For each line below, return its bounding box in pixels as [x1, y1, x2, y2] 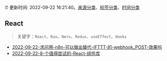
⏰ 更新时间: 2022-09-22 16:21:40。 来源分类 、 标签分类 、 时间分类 [5, 5, 140, 10]
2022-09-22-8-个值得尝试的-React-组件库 [12, 50, 100, 56]
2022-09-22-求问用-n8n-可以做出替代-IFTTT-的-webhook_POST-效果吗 [12, 44, 162, 50]
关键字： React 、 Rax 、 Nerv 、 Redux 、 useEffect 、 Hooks [17, 33, 127, 39]
